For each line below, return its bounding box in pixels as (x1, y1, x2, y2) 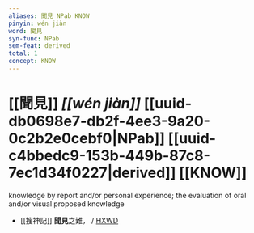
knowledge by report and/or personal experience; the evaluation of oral (8, 190, 247, 200)
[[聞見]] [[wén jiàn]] (8, 95, 142, 113)
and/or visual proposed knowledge (8, 199, 125, 209)
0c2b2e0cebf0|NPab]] (8, 129, 166, 148)
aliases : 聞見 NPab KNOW (8, 11, 90, 20)
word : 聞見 (8, 27, 43, 35)
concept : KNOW (8, 57, 57, 66)
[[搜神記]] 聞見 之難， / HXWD (19, 215, 119, 225)
